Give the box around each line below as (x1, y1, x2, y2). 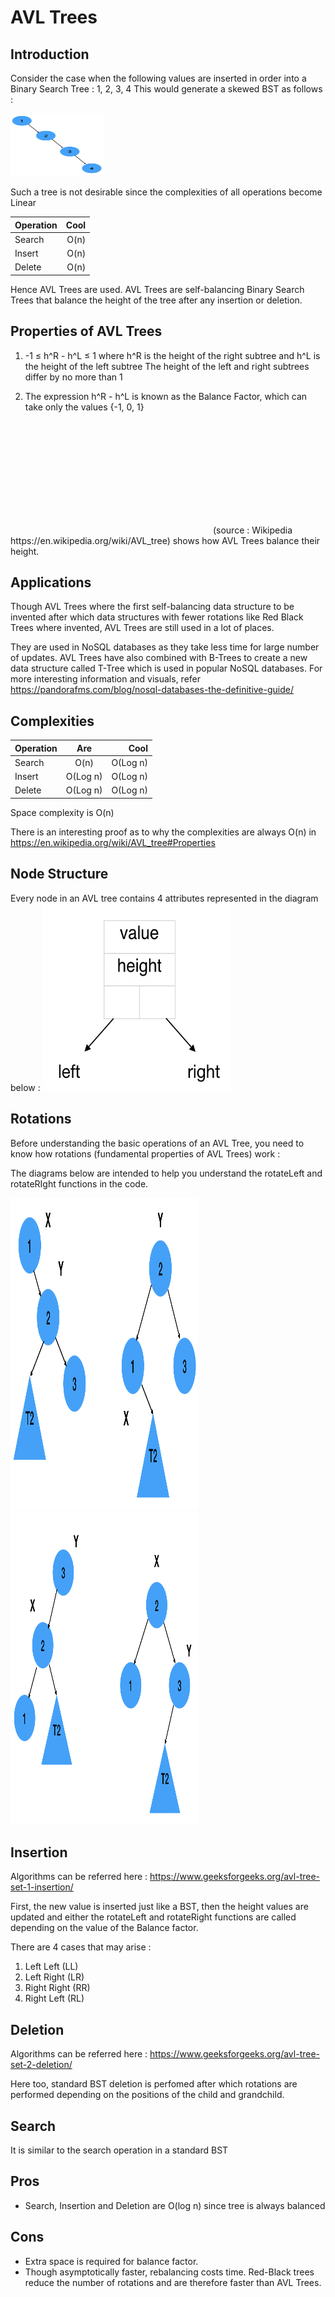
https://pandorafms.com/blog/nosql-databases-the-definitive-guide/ (10, 684, 295, 696)
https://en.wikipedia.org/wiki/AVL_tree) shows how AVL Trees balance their (10, 534, 321, 546)
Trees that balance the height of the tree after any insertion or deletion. (10, 294, 303, 306)
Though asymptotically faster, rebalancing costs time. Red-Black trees (24, 2266, 315, 2278)
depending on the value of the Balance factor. (10, 1922, 199, 1934)
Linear (10, 197, 37, 208)
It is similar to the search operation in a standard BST (10, 2144, 229, 2156)
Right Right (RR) (24, 1982, 91, 1994)
